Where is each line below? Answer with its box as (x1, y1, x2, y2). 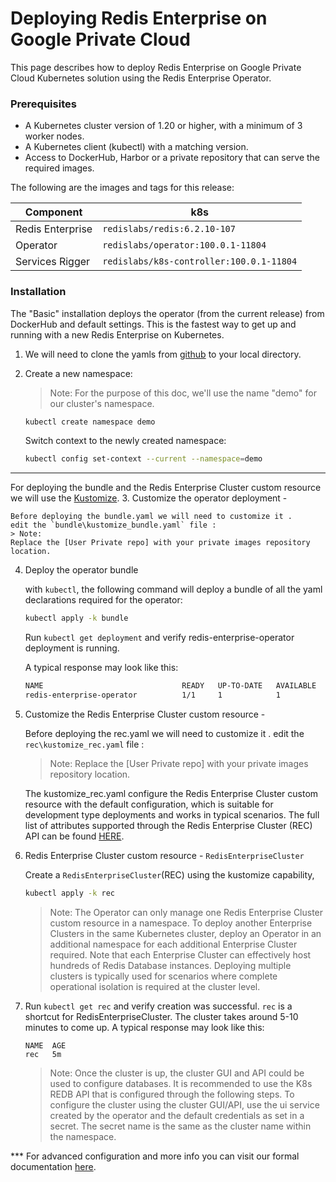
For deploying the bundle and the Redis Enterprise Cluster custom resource (10, 482, 322, 494)
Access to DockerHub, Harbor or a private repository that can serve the (24, 152, 321, 164)
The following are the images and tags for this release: (10, 182, 235, 194)
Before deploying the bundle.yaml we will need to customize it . (10, 512, 293, 522)
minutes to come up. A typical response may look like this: (24, 1021, 265, 1033)
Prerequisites (10, 97, 77, 111)
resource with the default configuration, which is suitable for (24, 798, 274, 810)
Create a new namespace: (24, 367, 133, 379)
